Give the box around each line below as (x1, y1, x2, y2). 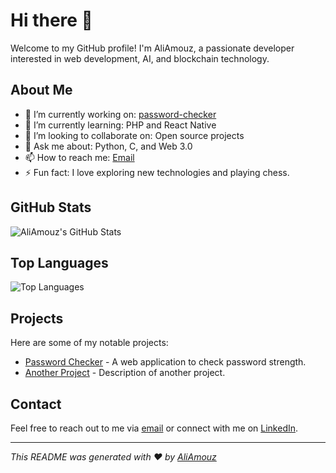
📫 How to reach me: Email (24, 151, 135, 163)
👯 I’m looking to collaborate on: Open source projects (24, 129, 245, 141)
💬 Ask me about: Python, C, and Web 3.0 (24, 140, 193, 152)
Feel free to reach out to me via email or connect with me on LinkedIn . (10, 422, 299, 434)
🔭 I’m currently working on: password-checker (24, 108, 217, 120)
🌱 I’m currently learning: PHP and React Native (24, 119, 217, 131)
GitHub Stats (10, 199, 92, 216)
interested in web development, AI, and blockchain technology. (10, 52, 270, 64)
